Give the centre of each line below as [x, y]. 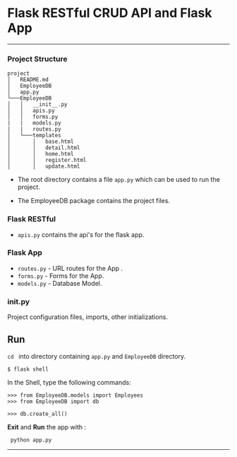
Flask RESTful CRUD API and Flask [110, 13]
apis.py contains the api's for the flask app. [81, 234]
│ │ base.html [41, 142]
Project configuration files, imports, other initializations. [87, 317]
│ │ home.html [41, 154]
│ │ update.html [44, 167]
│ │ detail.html [44, 148]
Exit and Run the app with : [47, 427]
